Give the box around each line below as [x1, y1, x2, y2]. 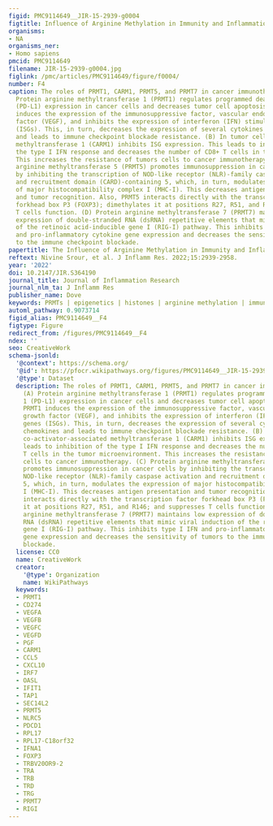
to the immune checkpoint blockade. [15, 239, 140, 247]
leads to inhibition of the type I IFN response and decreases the [23, 442, 256, 451]
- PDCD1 [15, 722, 42, 730]
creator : [15, 563, 45, 571]
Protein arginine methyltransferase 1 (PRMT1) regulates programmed [15, 95, 253, 103]
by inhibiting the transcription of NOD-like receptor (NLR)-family [15, 171, 253, 179]
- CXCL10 [15, 661, 45, 670]
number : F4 [8, 80, 45, 88]
